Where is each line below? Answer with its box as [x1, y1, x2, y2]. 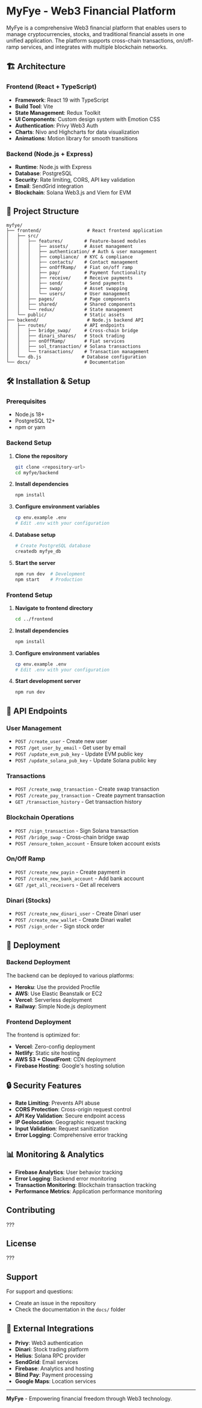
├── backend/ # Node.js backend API [6, 317, 144, 323]
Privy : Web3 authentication [14, 1339, 83, 1346]
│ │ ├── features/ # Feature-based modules [6, 238, 147, 244]
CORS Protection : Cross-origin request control [14, 1105, 131, 1113]
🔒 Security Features [6, 1080, 82, 1090]
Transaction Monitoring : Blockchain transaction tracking [14, 1181, 156, 1188]
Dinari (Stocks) [6, 896, 51, 904]
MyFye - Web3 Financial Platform [6, 4, 176, 18]
